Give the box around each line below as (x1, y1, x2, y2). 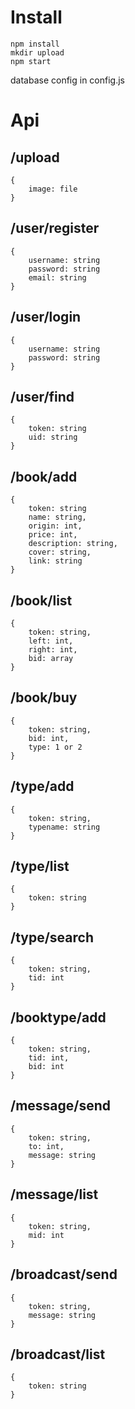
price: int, (28, 530, 78, 540)
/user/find (10, 388, 75, 405)
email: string (28, 272, 87, 283)
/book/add (10, 468, 78, 485)
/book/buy (10, 689, 78, 706)
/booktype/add (10, 1009, 107, 1026)
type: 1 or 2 (28, 742, 83, 752)
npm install (10, 39, 60, 49)
